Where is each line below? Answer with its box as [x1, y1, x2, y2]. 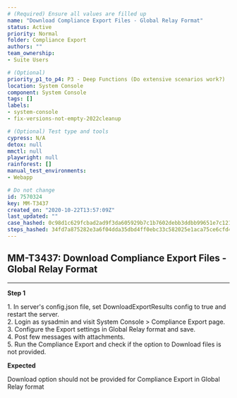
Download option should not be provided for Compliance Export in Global [7, 375, 220, 383]
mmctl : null [7, 148, 42, 155]
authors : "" [7, 43, 42, 50]
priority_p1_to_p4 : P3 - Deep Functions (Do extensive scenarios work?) [7, 76, 226, 83]
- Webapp [7, 174, 33, 181]
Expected [7, 361, 37, 370]
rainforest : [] [7, 160, 52, 168]
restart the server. [7, 310, 60, 318]
